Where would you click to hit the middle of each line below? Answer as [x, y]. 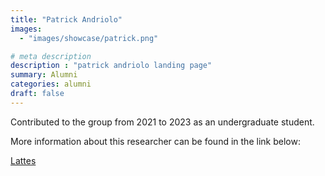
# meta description [51, 56]
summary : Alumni [44, 75]
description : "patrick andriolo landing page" [111, 66]
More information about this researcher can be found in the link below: [155, 141]
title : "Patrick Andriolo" [66, 19]
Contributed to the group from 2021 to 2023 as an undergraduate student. [162, 122]
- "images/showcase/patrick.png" [89, 38]
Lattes [23, 160]
